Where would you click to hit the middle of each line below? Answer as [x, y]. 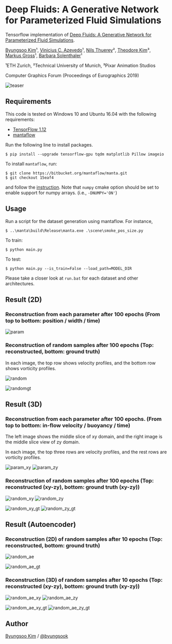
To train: [14, 240]
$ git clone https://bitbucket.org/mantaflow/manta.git [66, 173]
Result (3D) [24, 404]
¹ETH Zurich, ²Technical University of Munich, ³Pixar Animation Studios [80, 65]
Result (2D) [24, 299]
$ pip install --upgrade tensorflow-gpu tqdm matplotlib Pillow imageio [85, 154]
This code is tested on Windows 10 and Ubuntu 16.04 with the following [81, 114]
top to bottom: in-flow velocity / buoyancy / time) [68, 425]
